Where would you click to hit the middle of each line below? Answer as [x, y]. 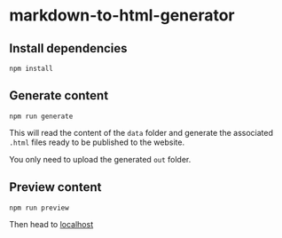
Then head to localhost [51, 224]
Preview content [55, 187]
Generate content [59, 95]
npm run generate [41, 116]
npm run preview [39, 208]
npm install [31, 68]
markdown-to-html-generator [122, 16]
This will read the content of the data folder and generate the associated [141, 132]
